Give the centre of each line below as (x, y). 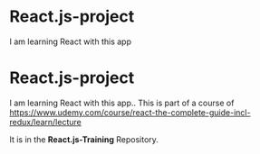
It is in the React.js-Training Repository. (84, 139)
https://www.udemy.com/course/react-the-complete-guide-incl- (130, 112)
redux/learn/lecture (45, 122)
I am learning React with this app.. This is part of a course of (122, 103)
